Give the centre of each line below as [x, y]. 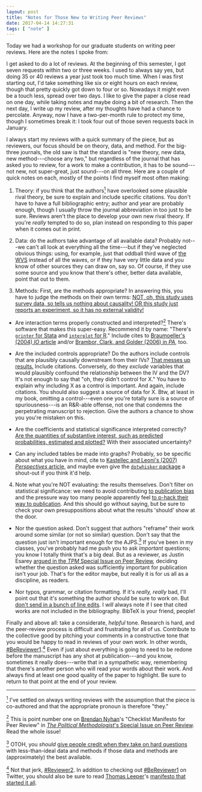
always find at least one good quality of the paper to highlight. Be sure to [96, 675]
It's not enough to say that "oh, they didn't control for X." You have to [100, 379]
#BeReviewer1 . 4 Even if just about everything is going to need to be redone [99, 649]
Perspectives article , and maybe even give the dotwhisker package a [100, 466]
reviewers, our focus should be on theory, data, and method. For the [91, 146]
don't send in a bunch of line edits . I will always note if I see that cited [101, 605]
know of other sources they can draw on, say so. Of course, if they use [103, 266]
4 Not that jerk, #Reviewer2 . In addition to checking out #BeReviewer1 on [96, 769]
